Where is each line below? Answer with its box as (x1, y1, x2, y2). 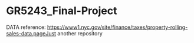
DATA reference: (6, 24, 46, 31)
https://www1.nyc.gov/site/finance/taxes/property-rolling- (47, 24, 188, 31)
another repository (57, 29, 103, 37)
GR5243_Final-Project (6, 4, 117, 18)
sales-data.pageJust (6, 29, 57, 37)
